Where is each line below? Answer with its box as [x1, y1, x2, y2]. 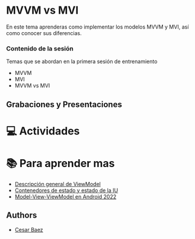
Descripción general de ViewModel [14, 180, 101, 187]
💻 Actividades [6, 124, 80, 137]
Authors [6, 210, 37, 221]
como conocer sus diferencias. [6, 29, 82, 36]
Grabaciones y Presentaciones [6, 99, 123, 109]
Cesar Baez [14, 226, 43, 233]
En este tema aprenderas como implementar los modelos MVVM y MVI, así [6, 23, 189, 30]
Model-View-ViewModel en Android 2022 [14, 193, 117, 200]
